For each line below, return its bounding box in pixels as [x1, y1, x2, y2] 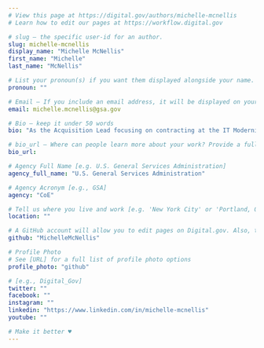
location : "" [8, 213, 51, 221]
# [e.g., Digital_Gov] [8, 277, 82, 285]
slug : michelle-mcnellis [8, 40, 90, 48]
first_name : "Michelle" [8, 55, 86, 63]
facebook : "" [8, 291, 51, 299]
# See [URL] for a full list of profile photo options [8, 255, 192, 263]
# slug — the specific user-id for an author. [8, 33, 163, 41]
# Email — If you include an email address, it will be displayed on [8, 97, 241, 106]
